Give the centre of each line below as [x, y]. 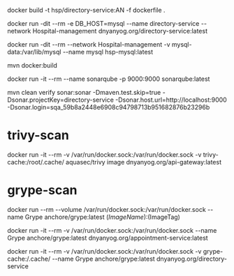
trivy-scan [38, 136]
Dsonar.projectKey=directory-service [60, 100]
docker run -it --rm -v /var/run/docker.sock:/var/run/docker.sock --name [112, 230]
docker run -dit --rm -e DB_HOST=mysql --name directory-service [103, 23]
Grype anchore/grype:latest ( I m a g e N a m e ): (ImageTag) [102, 217]
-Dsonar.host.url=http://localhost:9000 [171, 100]
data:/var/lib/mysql [34, 52]
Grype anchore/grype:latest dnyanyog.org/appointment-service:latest [108, 238]
